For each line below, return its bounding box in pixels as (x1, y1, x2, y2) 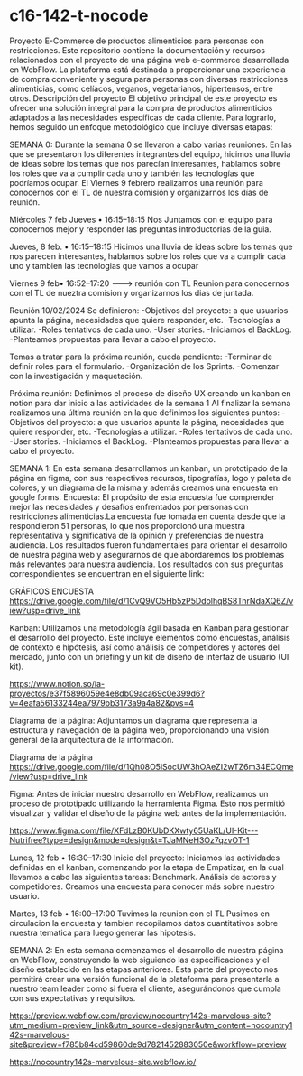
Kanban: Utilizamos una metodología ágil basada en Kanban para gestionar (9, 622, 289, 633)
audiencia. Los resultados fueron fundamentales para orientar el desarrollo (9, 539, 288, 551)
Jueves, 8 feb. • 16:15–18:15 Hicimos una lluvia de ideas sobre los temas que (9, 241, 293, 252)
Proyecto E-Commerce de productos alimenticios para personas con (9, 35, 264, 46)
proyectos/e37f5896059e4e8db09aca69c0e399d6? (9, 688, 206, 699)
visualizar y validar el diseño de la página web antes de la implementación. (9, 807, 287, 818)
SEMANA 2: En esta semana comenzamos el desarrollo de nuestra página (9, 944, 284, 955)
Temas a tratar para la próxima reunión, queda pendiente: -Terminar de (9, 351, 273, 362)
